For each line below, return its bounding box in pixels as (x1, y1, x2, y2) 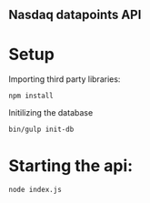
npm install (8, 91, 54, 101)
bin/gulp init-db (8, 125, 75, 135)
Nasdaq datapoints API (8, 7, 142, 23)
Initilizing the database (8, 107, 94, 118)
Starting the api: (8, 155, 134, 176)
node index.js (8, 186, 63, 195)
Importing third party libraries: (8, 74, 121, 85)
